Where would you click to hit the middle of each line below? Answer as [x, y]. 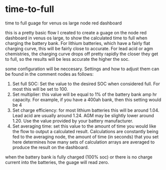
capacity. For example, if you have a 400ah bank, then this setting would [87, 99]
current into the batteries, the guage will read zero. [57, 162]
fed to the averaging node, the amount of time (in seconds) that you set [85, 137]
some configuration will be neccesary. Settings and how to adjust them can [82, 69]
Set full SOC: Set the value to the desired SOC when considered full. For [86, 84]
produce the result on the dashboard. [50, 147]
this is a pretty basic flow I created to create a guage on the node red [76, 32]
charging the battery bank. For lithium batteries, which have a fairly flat [78, 43]
